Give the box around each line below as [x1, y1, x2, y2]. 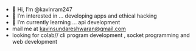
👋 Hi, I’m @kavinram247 [12, 6, 73, 13]
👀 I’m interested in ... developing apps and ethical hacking [12, 12, 157, 19]
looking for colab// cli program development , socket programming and [12, 32, 190, 39]
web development [12, 38, 58, 45]
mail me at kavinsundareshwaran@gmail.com [12, 25, 126, 32]
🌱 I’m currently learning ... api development [12, 19, 121, 25]
